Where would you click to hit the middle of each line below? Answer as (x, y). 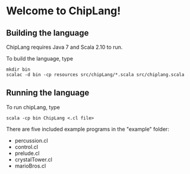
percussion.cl (31, 140)
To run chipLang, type (33, 107)
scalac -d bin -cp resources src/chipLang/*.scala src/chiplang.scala (95, 75)
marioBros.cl (30, 166)
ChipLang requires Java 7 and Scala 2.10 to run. (64, 47)
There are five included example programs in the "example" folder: (88, 129)
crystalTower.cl (33, 159)
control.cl (26, 147)
